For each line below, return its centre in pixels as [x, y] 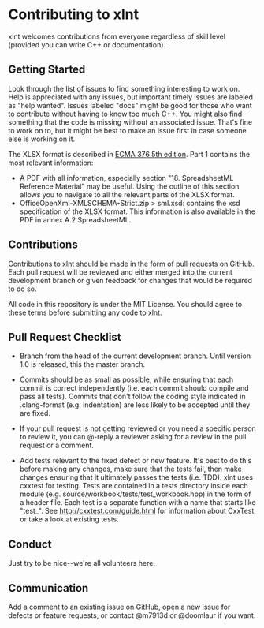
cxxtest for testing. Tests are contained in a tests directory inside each [134, 486]
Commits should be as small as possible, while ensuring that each [126, 379]
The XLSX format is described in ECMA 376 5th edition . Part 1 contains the [129, 154]
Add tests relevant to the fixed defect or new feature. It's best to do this [136, 461]
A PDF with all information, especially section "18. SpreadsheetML [126, 178]
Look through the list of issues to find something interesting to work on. [124, 88]
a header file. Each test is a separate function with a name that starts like [138, 503]
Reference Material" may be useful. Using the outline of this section [129, 186]
